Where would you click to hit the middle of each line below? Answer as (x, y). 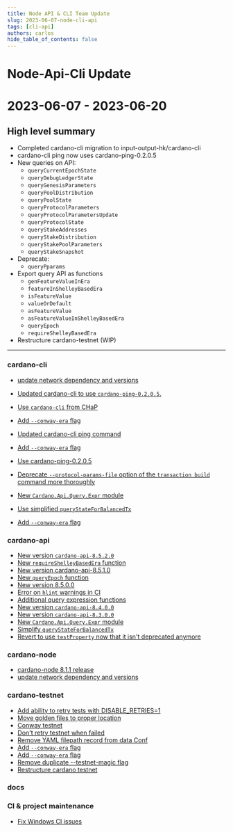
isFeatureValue (49, 296)
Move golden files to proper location (69, 718)
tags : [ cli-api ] (31, 26)
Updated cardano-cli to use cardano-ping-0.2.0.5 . (89, 393)
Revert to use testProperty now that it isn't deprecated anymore (109, 637)
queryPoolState (49, 200)
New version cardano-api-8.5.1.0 (64, 570)
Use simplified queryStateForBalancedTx (74, 509)
